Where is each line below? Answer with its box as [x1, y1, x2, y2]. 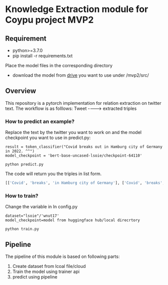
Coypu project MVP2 [5, 14, 94, 26]
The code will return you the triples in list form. [5, 171, 102, 177]
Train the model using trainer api [12, 268, 80, 274]
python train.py [5, 227, 39, 232]
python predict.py [5, 162, 44, 167]
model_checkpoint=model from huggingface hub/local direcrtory [5, 218, 140, 223]
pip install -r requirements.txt [12, 53, 73, 59]
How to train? [5, 192, 39, 199]
